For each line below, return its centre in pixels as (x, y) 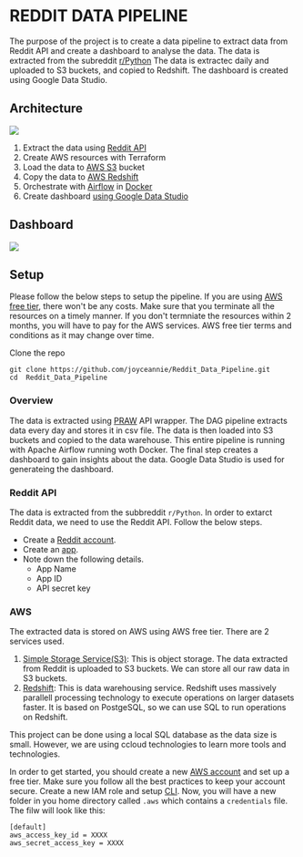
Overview (31, 400)
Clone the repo (37, 353)
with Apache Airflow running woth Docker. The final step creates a (134, 449)
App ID (49, 578)
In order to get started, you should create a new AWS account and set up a (149, 772)
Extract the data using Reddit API (85, 148)
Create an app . (50, 549)
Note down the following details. (83, 559)
